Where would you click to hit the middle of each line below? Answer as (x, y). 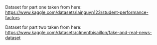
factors (12, 18)
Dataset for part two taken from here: (43, 27)
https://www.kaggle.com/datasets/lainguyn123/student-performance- (77, 12)
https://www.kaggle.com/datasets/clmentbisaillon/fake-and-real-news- (78, 32)
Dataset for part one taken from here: (43, 7)
